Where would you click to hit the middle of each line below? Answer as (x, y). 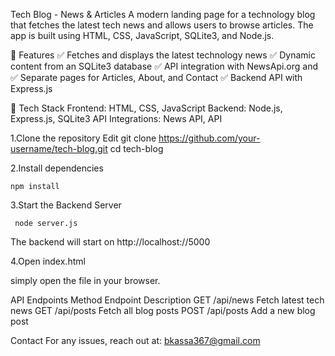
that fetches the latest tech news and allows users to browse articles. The (162, 25)
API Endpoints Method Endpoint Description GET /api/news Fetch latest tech (167, 300)
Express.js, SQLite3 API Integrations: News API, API (116, 118)
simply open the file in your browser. (85, 280)
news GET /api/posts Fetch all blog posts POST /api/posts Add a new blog (163, 310)
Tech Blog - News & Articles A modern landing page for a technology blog (163, 14)
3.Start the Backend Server (66, 205)
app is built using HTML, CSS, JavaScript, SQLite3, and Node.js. (142, 35)
